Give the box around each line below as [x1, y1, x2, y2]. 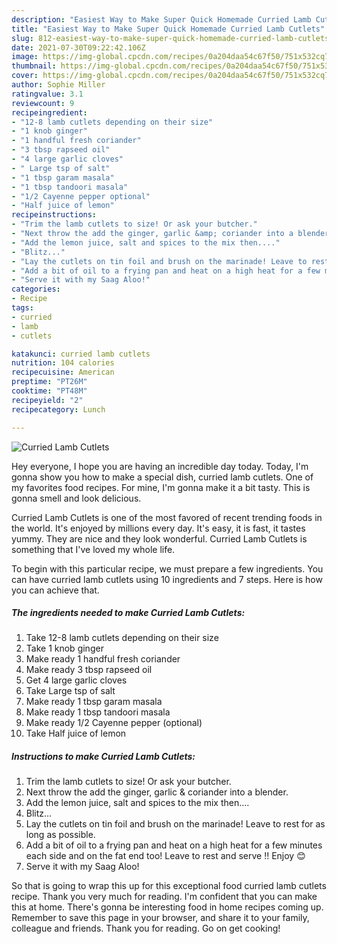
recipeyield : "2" [11, 395, 84, 405]
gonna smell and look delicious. [11, 492, 142, 504]
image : [11, 52, 39, 62]
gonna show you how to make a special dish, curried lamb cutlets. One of [11, 471, 314, 483]
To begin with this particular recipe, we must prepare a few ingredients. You [11, 562, 324, 575]
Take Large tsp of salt [25, 685, 116, 697]
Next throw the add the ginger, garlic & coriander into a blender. [25, 786, 289, 798]
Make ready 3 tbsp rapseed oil [25, 664, 153, 676]
